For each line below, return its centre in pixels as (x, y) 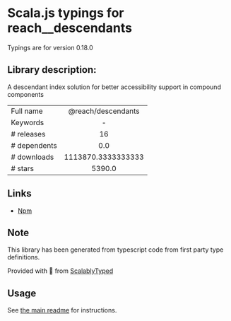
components (26, 94)
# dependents (34, 145)
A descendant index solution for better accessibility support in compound (114, 87)
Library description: (52, 70)
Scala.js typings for (66, 13)
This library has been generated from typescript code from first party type (115, 250)
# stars (22, 168)
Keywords (28, 122)
